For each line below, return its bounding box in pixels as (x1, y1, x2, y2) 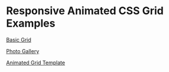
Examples (6, 17, 56, 30)
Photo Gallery (6, 47, 40, 54)
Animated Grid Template (6, 59, 66, 66)
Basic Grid (6, 36, 31, 43)
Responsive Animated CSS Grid (6, 4, 164, 18)
